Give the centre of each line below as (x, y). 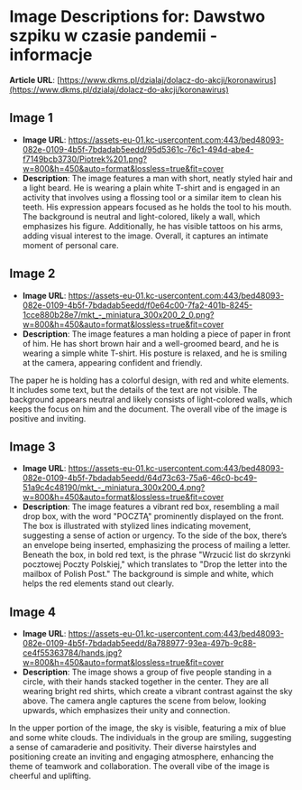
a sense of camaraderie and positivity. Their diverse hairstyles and (133, 748)
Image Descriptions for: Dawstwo (137, 17)
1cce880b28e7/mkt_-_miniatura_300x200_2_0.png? (118, 314)
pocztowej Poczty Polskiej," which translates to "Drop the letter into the (155, 564)
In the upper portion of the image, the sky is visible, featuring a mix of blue (148, 728)
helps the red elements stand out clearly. (98, 583)
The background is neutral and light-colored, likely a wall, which (141, 216)
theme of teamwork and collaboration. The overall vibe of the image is (140, 767)
